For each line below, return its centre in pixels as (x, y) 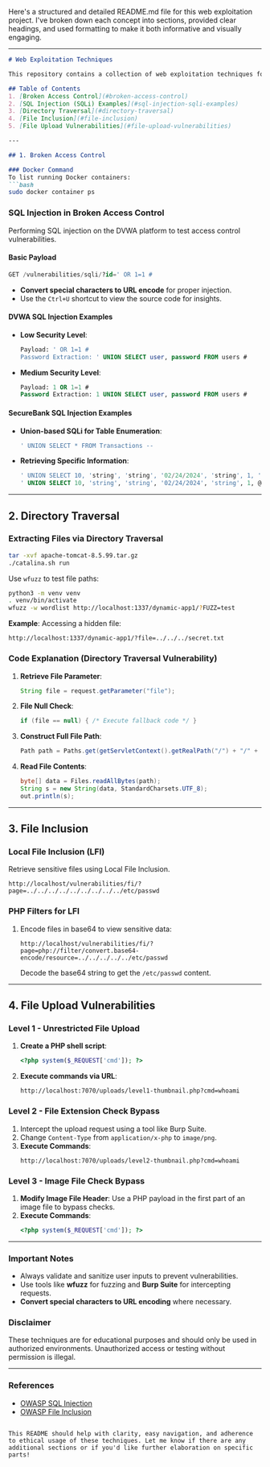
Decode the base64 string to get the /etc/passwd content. (115, 972)
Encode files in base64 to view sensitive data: (96, 929)
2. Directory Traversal (64, 516)
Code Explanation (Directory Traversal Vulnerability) (113, 658)
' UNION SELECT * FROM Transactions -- (87, 445)
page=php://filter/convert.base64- (80, 951)
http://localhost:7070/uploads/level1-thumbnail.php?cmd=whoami (130, 1091)
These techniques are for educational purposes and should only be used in (133, 1340)
